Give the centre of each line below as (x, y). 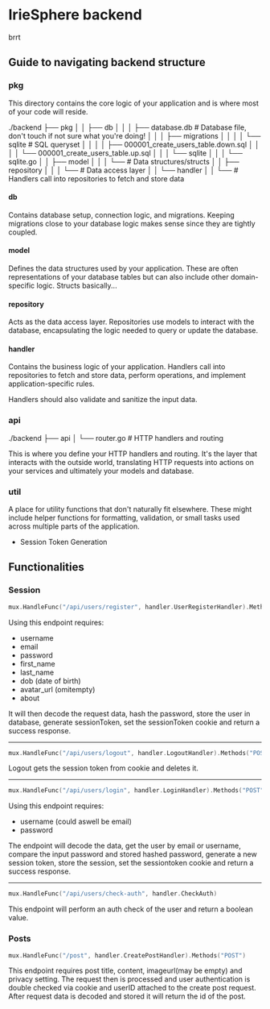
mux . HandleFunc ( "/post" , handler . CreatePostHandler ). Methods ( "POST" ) (127, 955)
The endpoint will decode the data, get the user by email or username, (125, 846)
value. (18, 918)
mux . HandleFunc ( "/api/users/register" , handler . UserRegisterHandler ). (129, 607)
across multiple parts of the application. (74, 526)
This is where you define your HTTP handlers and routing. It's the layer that (133, 454)
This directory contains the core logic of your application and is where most (134, 103)
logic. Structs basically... (77, 286)
